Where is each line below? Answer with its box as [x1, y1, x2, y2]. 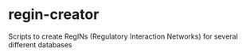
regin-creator [8, 6, 100, 24]
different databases [8, 39, 72, 49]
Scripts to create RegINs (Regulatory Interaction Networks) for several [8, 32, 239, 41]
